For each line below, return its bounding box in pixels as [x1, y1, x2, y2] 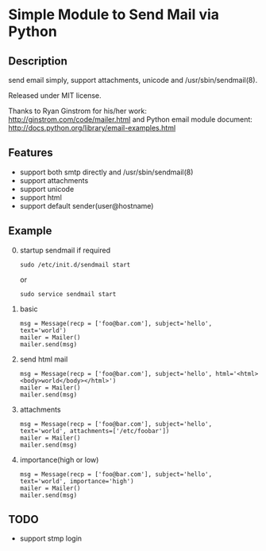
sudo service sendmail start [19, 290, 117, 298]
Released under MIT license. [8, 91, 102, 100]
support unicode [19, 184, 75, 193]
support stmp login [19, 533, 82, 543]
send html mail [19, 354, 68, 364]
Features [8, 146, 53, 160]
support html [19, 193, 62, 202]
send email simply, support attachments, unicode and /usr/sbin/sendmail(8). [8, 76, 258, 84]
